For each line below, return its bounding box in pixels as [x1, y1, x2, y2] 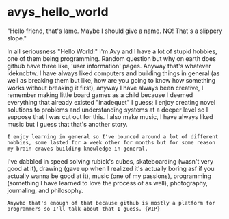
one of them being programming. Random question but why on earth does [7, 54, 217, 62]
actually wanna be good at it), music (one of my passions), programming [7, 172, 212, 180]
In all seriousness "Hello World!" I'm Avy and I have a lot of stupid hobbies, [7, 47, 217, 55]
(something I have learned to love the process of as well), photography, [7, 179, 208, 187]
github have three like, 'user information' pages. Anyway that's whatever [7, 62, 212, 70]
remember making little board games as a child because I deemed [7, 90, 193, 99]
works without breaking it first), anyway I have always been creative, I [7, 83, 204, 92]
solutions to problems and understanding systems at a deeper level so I [7, 105, 208, 114]
